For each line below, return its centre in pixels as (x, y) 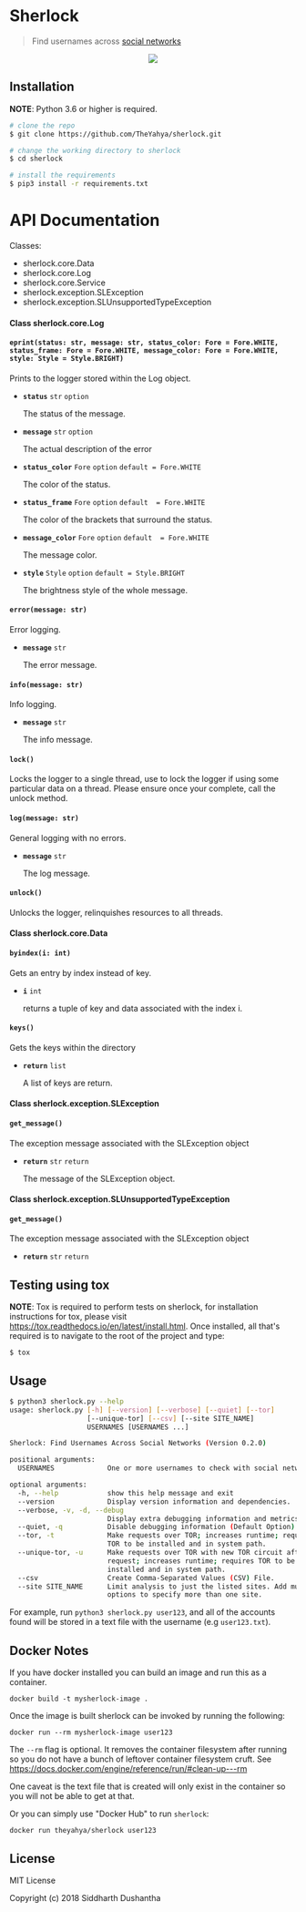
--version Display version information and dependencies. (154, 1501)
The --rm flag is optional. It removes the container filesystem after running (148, 1750)
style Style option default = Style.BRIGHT (103, 573)
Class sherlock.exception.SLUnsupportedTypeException (120, 1199)
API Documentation (85, 221)
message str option (58, 432)
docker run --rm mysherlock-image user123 (91, 1732)
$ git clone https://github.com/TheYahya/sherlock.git (116, 134)
